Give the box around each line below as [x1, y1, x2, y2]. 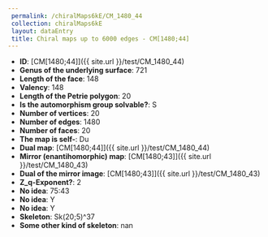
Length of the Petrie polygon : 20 [19, 91, 132, 101]
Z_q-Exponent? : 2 [19, 178, 82, 187]
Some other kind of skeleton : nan [19, 221, 133, 231]
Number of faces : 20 [19, 126, 91, 136]
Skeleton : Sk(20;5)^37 [19, 212, 95, 222]
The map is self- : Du [19, 135, 89, 144]
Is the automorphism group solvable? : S [19, 100, 158, 110]
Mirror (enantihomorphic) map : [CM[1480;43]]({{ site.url [19, 152, 212, 162]
